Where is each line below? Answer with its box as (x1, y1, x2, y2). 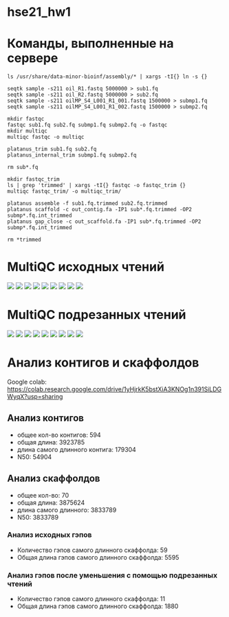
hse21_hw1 (7, 4, 71, 20)
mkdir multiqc (7, 128, 48, 135)
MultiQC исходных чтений (7, 259, 165, 275)
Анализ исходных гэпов (7, 530, 92, 540)
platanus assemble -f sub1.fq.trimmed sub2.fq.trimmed (7, 200, 168, 207)
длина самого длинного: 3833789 (17, 505, 117, 514)
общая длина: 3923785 (17, 438, 85, 446)
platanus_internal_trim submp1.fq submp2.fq (7, 152, 137, 159)
